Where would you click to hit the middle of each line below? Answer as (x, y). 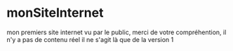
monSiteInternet (55, 13)
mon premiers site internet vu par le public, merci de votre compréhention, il (116, 32)
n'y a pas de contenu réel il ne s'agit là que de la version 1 (90, 39)
